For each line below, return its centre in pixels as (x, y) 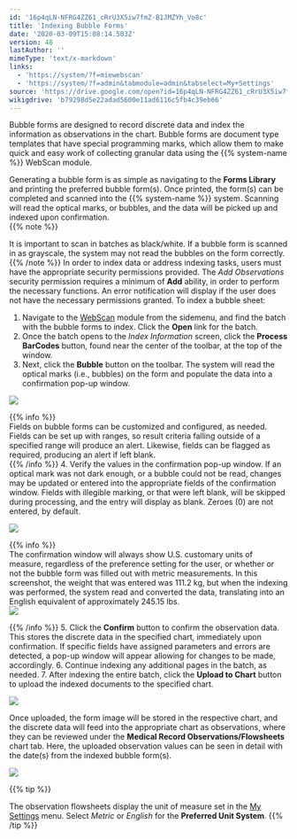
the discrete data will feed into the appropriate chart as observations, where (147, 727)
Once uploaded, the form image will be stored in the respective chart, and (144, 718)
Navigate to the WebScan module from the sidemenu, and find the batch (154, 318)
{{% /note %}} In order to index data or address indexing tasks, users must (145, 263)
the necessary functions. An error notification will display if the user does (143, 291)
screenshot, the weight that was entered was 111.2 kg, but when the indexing (148, 583)
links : (21, 67)
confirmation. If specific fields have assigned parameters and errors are (140, 647)
